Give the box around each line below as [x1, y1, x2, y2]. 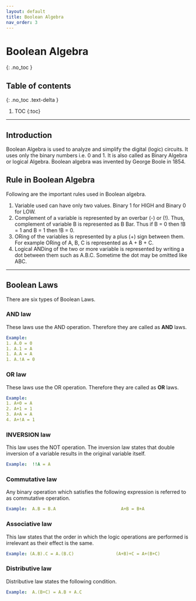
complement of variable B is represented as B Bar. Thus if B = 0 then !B [14, 220, 186, 227]
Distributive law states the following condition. [6, 578, 117, 585]
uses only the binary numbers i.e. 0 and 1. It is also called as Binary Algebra [6, 151, 188, 158]
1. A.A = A [6, 351, 33, 357]
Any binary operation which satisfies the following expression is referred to [6, 489, 187, 496]
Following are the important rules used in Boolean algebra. [6, 191, 146, 198]
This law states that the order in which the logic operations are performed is [6, 533, 188, 540]
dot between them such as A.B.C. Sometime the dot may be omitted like [14, 251, 188, 258]
